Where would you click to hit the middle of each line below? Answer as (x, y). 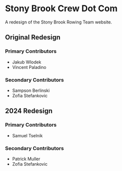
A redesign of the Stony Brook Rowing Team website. (59, 22)
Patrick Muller (26, 159)
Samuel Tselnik (27, 135)
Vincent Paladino (29, 67)
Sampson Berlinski (31, 90)
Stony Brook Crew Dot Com (61, 9)
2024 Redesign (29, 111)
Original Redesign (33, 37)
